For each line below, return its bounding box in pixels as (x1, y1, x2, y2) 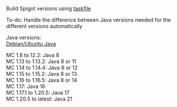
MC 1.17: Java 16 (6, 83, 46, 90)
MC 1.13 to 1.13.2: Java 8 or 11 (6, 58, 76, 65)
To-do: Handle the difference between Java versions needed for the (6, 16, 171, 23)
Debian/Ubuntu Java (6, 41, 56, 47)
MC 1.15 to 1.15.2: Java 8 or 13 (6, 71, 78, 77)
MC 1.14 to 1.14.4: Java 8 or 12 (6, 64, 78, 71)
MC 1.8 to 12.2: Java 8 (6, 52, 60, 58)
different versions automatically (6, 23, 83, 29)
